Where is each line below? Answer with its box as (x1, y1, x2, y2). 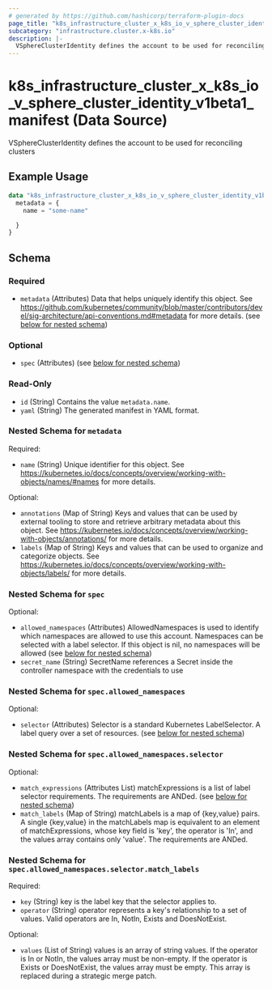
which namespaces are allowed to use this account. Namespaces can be (19, 631, 264, 641)
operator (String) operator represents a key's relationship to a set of (19, 906, 247, 915)
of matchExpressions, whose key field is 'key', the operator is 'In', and (19, 826, 253, 835)
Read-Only (8, 378, 53, 389)
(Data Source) (72, 111, 168, 129)
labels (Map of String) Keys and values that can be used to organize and (19, 542, 264, 552)
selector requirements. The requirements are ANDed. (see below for (19, 791, 248, 801)
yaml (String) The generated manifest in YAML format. (19, 405, 200, 415)
